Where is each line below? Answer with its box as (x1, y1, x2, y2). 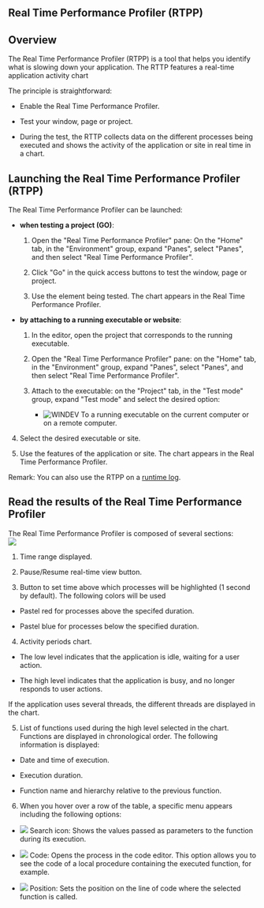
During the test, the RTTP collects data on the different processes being (19, 132, 254, 141)
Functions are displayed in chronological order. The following (19, 731, 218, 741)
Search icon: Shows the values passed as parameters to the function (29, 825, 254, 835)
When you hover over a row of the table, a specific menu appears (19, 801, 232, 810)
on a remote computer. (43, 418, 117, 428)
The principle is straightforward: (8, 86, 113, 96)
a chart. (19, 149, 45, 159)
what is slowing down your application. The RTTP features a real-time (8, 62, 235, 72)
